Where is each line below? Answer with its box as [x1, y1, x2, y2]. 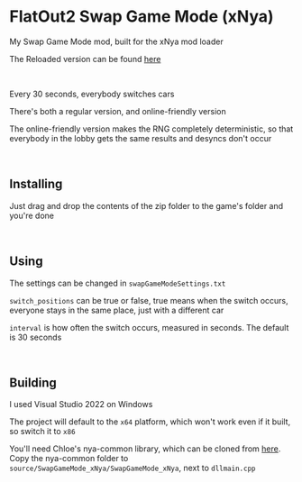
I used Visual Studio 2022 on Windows [9, 399, 153, 410]
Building [9, 375, 57, 390]
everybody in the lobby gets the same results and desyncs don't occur [9, 132, 272, 143]
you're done [9, 210, 55, 221]
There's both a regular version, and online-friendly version [9, 105, 227, 116]
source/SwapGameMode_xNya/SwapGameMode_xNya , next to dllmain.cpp [9, 462, 256, 474]
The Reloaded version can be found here [9, 53, 161, 64]
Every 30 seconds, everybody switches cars [9, 88, 175, 99]
